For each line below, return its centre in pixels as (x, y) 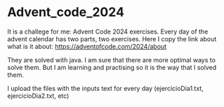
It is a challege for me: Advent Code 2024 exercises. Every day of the (108, 31)
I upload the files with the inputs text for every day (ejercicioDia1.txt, (105, 88)
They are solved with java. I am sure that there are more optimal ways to (112, 59)
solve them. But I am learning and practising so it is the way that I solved (112, 67)
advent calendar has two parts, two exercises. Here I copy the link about (112, 38)
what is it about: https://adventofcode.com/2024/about (87, 46)
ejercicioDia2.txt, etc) (38, 96)
